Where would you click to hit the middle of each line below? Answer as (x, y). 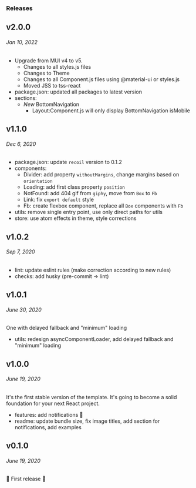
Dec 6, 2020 (21, 144)
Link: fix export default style (58, 200)
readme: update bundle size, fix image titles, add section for (87, 421)
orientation (38, 181)
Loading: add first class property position (74, 187)
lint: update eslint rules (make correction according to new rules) (93, 270)
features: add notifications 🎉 (49, 415)
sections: (26, 98)
